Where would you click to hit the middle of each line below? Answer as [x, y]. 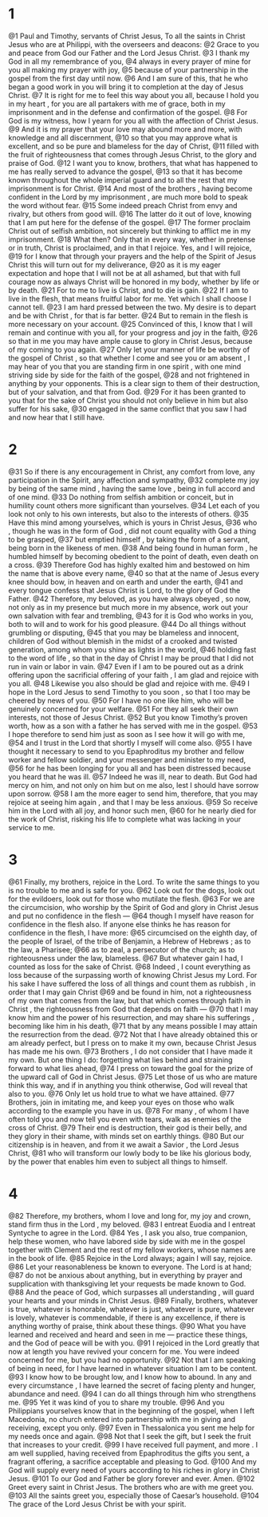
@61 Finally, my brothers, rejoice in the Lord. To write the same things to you [134, 881]
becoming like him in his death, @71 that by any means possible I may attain [133, 1026]
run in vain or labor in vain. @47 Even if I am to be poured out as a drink [126, 666]
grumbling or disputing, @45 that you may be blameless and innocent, [124, 632]
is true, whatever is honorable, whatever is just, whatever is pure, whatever [131, 1309]
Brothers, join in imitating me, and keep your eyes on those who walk [122, 1102]
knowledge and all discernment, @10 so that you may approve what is [123, 137]
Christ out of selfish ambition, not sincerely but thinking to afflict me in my [130, 231]
